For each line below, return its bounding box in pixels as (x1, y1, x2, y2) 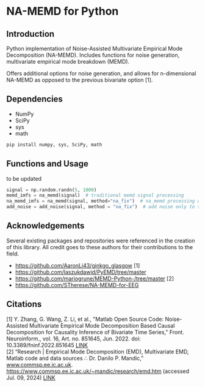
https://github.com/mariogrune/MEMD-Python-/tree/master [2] (15, 274, 174, 282)
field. (6, 250, 20, 257)
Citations (6, 299, 42, 310)
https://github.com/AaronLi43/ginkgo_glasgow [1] (15, 261, 140, 269)
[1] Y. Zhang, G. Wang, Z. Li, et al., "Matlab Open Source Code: (6, 315, 164, 323)
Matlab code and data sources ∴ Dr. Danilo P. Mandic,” (6, 354, 144, 362)
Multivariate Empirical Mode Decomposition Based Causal (29, 321, 175, 329)
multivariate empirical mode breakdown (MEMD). (6, 58, 130, 65)
